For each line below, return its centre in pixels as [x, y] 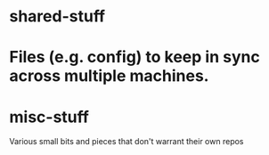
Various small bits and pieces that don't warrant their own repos [126, 142]
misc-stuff [49, 117]
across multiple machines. [109, 76]
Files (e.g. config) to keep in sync [134, 57]
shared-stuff [57, 16]
